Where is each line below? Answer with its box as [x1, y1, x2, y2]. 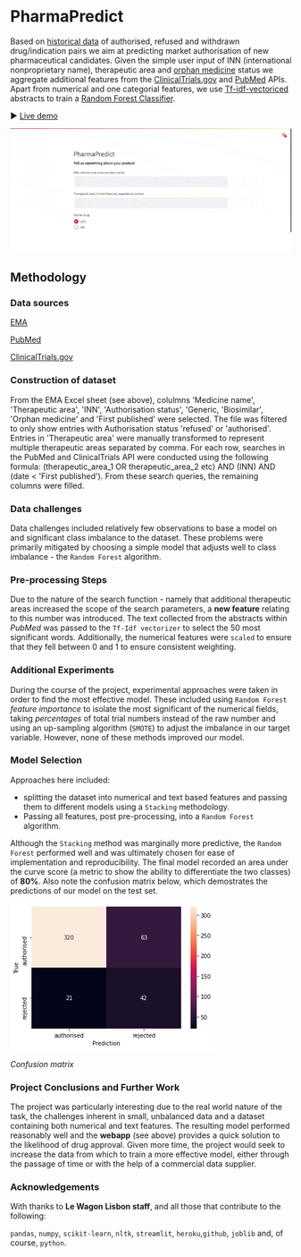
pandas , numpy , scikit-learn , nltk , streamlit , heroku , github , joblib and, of [10, 1228, 284, 1239]
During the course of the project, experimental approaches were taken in [10, 684, 279, 695]
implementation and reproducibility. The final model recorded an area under [10, 857, 289, 868]
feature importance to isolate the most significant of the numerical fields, [10, 703, 280, 714]
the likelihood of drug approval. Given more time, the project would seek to [10, 1140, 285, 1150]
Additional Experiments [10, 664, 114, 677]
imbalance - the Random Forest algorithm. [10, 551, 162, 561]
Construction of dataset [10, 374, 117, 387]
